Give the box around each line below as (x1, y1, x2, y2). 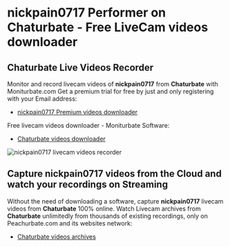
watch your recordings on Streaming (7, 179, 168, 190)
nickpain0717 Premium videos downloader (17, 108, 138, 116)
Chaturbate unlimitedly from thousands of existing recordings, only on (7, 212, 209, 220)
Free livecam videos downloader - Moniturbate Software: (7, 121, 170, 129)
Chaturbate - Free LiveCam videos (7, 19, 209, 35)
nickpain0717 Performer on (7, 5, 166, 21)
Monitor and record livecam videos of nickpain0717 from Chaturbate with (7, 80, 219, 88)
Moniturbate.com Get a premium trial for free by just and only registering (7, 88, 214, 95)
